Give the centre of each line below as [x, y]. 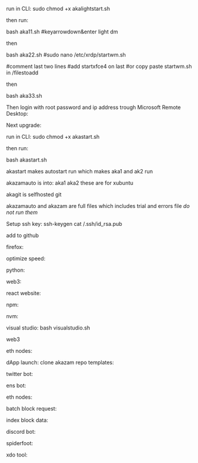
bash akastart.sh [27, 160]
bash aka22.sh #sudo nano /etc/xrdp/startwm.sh [66, 55]
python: [15, 270]
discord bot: [21, 432]
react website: [24, 293]
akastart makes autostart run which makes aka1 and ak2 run [80, 171]
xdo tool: [17, 455]
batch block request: [32, 408]
